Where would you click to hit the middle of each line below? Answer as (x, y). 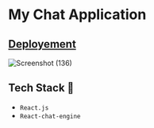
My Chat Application (77, 15)
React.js (34, 108)
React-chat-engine (50, 116)
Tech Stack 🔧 (41, 88)
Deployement (42, 44)
